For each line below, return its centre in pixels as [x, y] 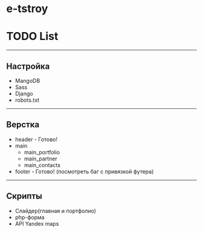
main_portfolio [42, 152]
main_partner [40, 159]
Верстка [23, 125]
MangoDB [27, 80]
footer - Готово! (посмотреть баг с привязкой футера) [84, 171]
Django [24, 93]
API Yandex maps [37, 223]
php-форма [30, 217]
